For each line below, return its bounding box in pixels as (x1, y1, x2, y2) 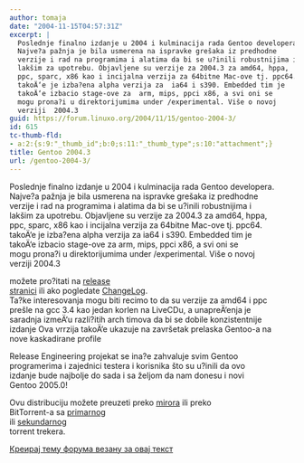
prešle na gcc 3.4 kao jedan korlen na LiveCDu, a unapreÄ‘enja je (9, 304, 252, 315)
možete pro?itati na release (9, 275, 111, 286)
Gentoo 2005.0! (9, 379, 68, 390)
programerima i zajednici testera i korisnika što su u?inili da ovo (9, 360, 246, 371)
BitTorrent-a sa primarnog (9, 406, 106, 417)
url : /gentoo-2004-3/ (9, 156, 91, 165)
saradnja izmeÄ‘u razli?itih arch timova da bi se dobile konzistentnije (9, 314, 262, 325)
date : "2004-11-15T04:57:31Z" (9, 22, 124, 31)
